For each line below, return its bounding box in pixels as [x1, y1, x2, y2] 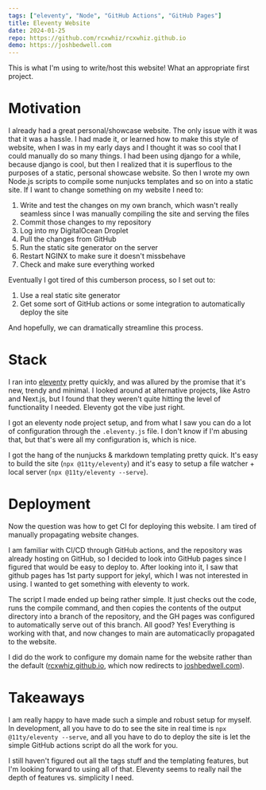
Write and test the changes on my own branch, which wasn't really [19, 201, 238, 210]
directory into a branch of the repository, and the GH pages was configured [8, 611, 256, 621]
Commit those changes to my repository [19, 217, 152, 227]
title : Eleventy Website [8, 19, 91, 27]
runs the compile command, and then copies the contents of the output [8, 603, 241, 612]
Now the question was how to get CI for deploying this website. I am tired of [8, 521, 256, 530]
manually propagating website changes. [8, 530, 139, 539]
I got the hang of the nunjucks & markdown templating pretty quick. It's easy [8, 451, 259, 460]
